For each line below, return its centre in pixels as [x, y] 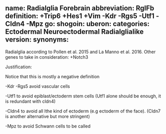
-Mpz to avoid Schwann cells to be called [48, 126]
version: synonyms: [37, 40]
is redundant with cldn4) [31, 101]
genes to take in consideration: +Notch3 [47, 57]
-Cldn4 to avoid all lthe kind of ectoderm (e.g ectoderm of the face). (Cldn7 [83, 111]
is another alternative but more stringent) [48, 116]
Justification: [19, 67]
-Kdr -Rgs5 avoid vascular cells [38, 86]
